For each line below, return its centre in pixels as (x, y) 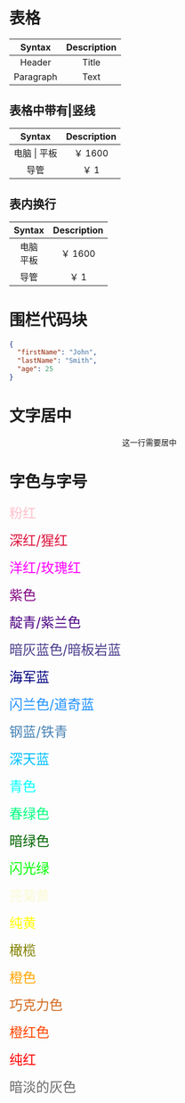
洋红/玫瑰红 (45, 568)
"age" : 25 (35, 369)
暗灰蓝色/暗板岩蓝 (65, 650)
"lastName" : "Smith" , (57, 361)
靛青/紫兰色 (45, 622)
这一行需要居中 (149, 442)
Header (36, 62)
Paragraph (36, 77)
